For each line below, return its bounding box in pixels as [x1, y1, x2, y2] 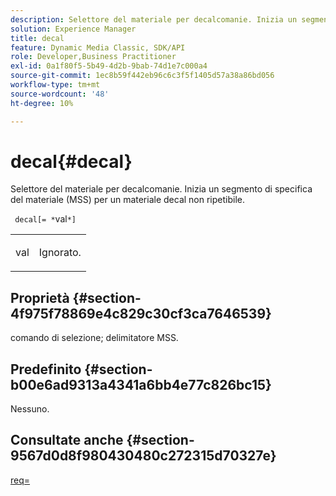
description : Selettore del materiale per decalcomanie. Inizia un [10, 14, 298, 25]
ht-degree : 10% [10, 98, 74, 108]
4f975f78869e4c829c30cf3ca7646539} [10, 305, 272, 322]
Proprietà [10, 289, 70, 306]
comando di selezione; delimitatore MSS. [10, 332, 179, 344]
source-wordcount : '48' [10, 89, 110, 99]
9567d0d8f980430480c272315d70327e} [10, 447, 277, 465]
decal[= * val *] [14, 213, 77, 225]
